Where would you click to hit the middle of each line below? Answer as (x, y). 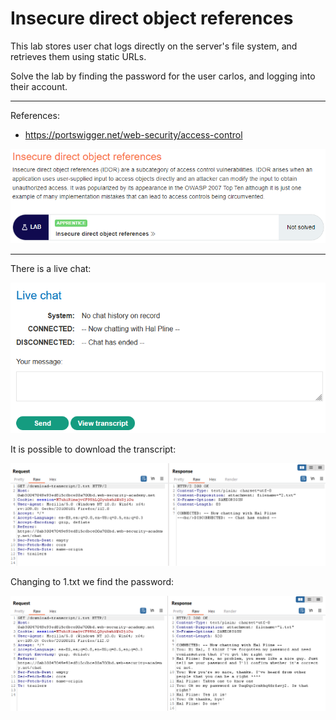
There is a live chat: (51, 268)
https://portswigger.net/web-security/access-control (133, 134)
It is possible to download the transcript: (93, 449)
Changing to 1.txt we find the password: (92, 582)
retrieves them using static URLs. (78, 56)
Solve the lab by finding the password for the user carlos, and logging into (163, 76)
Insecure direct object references (152, 18)
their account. (39, 86)
